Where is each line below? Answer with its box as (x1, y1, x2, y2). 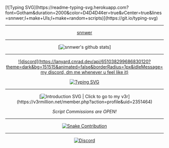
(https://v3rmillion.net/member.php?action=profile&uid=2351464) (17, 99, 152, 105)
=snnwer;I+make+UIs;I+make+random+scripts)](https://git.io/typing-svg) (5, 15, 158, 21)
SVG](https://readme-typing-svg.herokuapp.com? (25, 5, 129, 10)
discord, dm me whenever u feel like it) (48, 69, 129, 75)
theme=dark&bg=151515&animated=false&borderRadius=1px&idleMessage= (6, 64, 163, 69)
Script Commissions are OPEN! (52, 109, 117, 114)
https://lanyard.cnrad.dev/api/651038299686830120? (39, 58, 151, 64)
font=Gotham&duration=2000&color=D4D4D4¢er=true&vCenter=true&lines (5, 10, 162, 16)
